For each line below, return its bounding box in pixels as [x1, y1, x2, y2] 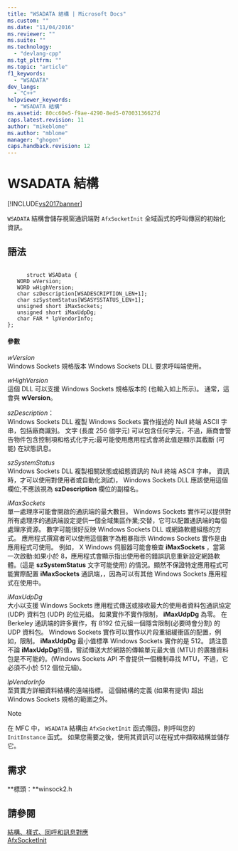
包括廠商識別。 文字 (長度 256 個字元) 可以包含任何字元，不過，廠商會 [19, 426, 225, 435]
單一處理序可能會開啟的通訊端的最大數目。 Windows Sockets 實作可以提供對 [7, 507, 232, 516]
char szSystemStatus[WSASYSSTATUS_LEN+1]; [16, 296, 144, 303]
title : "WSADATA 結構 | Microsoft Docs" [7, 10, 126, 18]
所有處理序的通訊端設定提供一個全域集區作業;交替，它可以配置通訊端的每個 [7, 517, 227, 525]
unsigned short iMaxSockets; [16, 302, 103, 310]
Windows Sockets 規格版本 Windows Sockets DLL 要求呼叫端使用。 [7, 362, 206, 371]
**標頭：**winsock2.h [7, 784, 72, 793]
